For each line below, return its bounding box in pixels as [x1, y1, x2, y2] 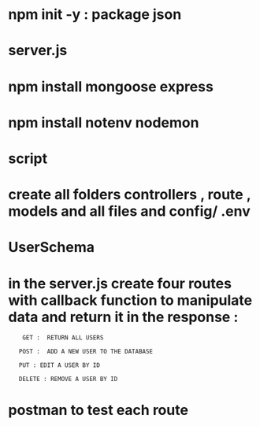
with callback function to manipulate [8, 291, 253, 309]
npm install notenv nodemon [8, 113, 199, 132]
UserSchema [8, 239, 95, 257]
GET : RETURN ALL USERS [22, 334, 104, 342]
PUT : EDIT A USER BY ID [18, 361, 101, 369]
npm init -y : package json [8, 6, 182, 24]
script [8, 150, 48, 167]
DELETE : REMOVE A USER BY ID [18, 376, 118, 383]
